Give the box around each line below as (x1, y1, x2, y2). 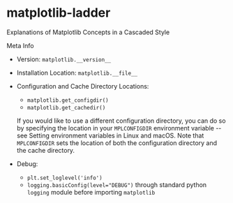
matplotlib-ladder (6, 5, 111, 21)
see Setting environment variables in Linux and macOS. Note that (16, 131, 204, 140)
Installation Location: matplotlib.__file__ (16, 68, 137, 77)
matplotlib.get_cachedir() (27, 104, 106, 111)
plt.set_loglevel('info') (27, 174, 103, 181)
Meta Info (6, 41, 34, 50)
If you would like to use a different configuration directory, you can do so (16, 116, 226, 125)
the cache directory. (16, 146, 75, 154)
